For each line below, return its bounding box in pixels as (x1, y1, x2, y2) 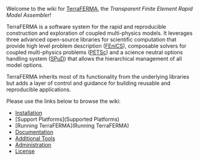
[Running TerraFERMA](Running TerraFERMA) (14, 122, 130, 129)
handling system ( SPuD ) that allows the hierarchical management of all (6, 55, 182, 62)
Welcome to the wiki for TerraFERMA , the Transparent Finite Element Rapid (6, 5, 193, 12)
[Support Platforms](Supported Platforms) (14, 115, 119, 123)
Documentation (14, 129, 54, 135)
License (14, 147, 35, 155)
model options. (6, 61, 43, 69)
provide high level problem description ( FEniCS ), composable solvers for (6, 42, 187, 49)
